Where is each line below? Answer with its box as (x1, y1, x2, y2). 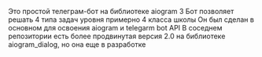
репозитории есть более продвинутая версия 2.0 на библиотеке (8, 31, 226, 41)
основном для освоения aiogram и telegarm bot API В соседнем (8, 23, 223, 32)
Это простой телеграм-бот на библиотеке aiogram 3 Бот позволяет (8, 7, 234, 16)
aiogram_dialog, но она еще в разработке (8, 40, 146, 49)
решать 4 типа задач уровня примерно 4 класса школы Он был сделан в (8, 15, 254, 24)
